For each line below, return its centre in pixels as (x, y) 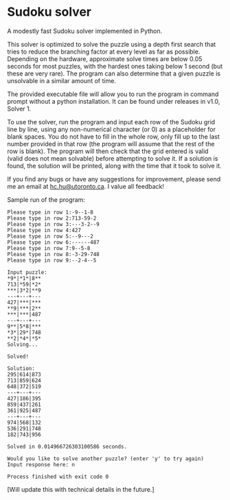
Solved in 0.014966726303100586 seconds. (67, 446)
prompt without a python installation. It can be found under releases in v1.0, (114, 101)
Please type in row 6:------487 (53, 242)
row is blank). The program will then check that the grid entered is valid (108, 151)
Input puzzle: (27, 272)
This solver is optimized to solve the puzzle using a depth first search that (112, 44)
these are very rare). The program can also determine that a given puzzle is (114, 73)
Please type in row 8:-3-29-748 (53, 254)
